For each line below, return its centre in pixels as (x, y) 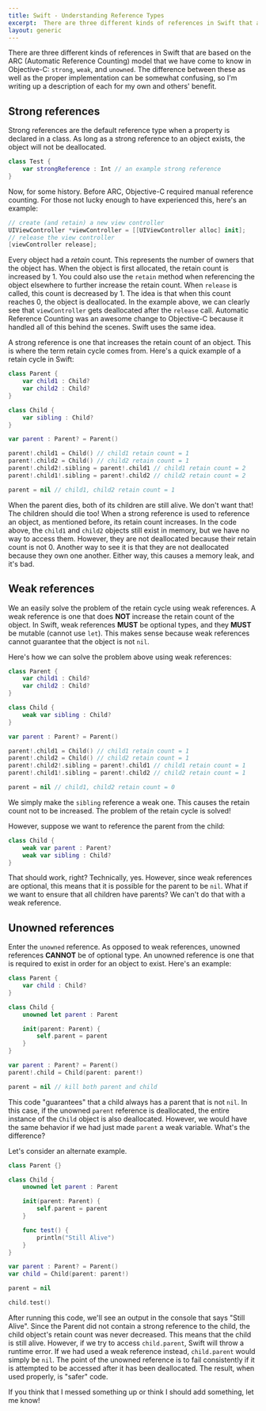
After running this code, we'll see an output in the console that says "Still (127, 1318)
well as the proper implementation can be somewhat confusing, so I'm (123, 78)
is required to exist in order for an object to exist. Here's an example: (120, 964)
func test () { (46, 1230)
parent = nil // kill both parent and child (83, 1087)
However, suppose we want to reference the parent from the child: (117, 826)
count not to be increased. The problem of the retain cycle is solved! (120, 810)
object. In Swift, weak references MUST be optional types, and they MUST (130, 624)
